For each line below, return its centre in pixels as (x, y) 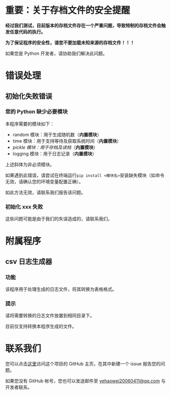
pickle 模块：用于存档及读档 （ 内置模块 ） (55, 147)
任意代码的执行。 (27, 31)
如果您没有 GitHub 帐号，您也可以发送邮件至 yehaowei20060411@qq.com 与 (85, 381)
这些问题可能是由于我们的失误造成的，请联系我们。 (59, 219)
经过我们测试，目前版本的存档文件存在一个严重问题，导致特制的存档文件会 (83, 25)
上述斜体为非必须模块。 (30, 164)
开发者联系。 (19, 387)
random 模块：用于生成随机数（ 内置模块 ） (57, 135)
